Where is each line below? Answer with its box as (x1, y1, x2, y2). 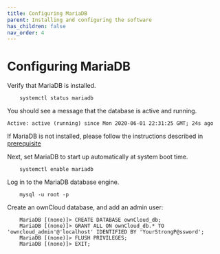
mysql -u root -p (19, 192, 69, 198)
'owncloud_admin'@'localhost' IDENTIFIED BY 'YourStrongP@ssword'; (7, 229, 205, 235)
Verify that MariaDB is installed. (7, 82, 96, 90)
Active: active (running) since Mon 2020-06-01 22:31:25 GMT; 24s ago (7, 120, 214, 127)
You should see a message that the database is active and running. (7, 107, 197, 115)
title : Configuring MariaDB (7, 10, 88, 17)
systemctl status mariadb (19, 95, 94, 102)
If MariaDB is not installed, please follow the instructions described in (7, 132, 203, 141)
